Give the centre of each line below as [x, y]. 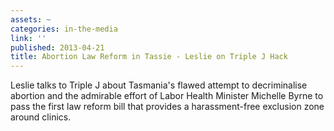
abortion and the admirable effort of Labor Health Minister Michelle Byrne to [167, 96]
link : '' [28, 38]
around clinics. [41, 117]
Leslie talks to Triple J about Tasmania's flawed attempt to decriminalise [159, 85]
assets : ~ [31, 19]
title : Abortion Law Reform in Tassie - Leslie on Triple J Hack [149, 57]
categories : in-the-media [64, 29]
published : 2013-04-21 [57, 47]
